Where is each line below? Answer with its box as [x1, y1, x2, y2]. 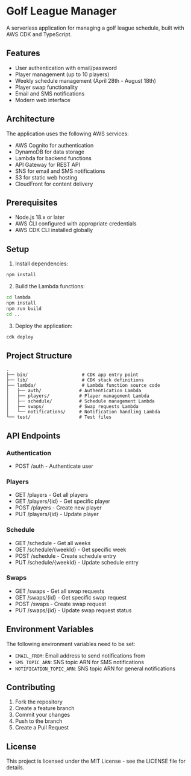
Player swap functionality [14, 83, 78, 91]
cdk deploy [6, 334, 34, 340]
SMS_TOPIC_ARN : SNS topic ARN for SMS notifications [14, 658, 145, 665]
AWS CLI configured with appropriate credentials [14, 220, 137, 227]
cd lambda [6, 294, 31, 300]
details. [6, 764, 25, 771]
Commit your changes [14, 711, 70, 719]
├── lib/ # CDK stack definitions [6, 377, 145, 383]
